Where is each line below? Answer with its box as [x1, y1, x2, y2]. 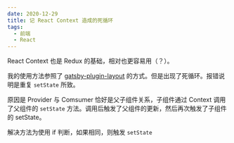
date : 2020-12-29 [7, 10, 58, 18]
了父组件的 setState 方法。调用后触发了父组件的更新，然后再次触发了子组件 [7, 104, 227, 113]
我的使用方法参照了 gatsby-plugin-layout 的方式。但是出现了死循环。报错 [7, 72, 219, 80]
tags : [7, 23, 23, 30]
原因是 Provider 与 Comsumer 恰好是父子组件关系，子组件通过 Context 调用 [7, 96, 226, 104]
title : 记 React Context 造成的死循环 [7, 17, 114, 24]
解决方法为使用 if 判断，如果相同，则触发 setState [7, 128, 152, 137]
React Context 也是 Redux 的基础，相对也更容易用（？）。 [7, 57, 174, 66]
